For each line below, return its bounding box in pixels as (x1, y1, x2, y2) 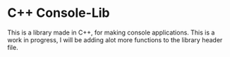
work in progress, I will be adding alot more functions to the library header (7, 35, 223, 44)
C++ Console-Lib (7, 5, 110, 21)
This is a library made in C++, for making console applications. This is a (7, 28, 215, 37)
